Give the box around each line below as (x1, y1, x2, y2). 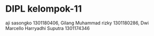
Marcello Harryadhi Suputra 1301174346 (5, 25, 90, 31)
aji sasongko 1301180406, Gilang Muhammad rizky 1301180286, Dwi (5, 20, 149, 26)
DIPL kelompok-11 (5, 3, 82, 15)
